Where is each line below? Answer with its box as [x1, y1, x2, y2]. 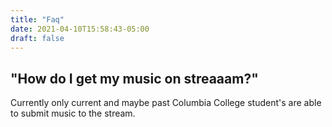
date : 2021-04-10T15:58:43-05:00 [10, 24, 150, 34]
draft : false [10, 33, 65, 43]
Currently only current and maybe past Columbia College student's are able [10, 97, 322, 109]
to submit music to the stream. [10, 107, 136, 120]
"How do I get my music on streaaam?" [10, 70, 259, 87]
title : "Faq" [10, 14, 65, 25]
